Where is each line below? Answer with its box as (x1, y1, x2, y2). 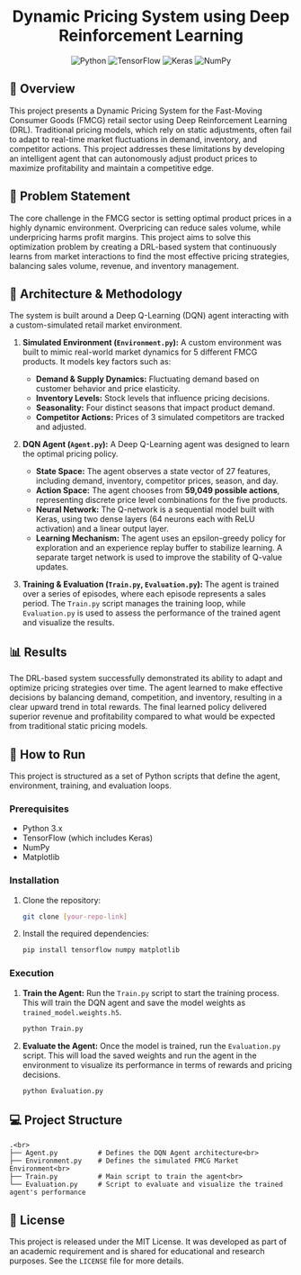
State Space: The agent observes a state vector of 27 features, (35, 466, 271, 477)
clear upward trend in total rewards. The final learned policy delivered (9, 702, 268, 713)
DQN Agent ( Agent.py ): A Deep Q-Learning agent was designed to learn (22, 439, 290, 450)
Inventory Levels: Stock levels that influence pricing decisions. (35, 393, 270, 404)
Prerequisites (9, 803, 69, 815)
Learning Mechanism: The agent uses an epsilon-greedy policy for (35, 533, 286, 543)
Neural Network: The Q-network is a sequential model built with (35, 504, 275, 515)
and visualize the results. (22, 617, 115, 628)
